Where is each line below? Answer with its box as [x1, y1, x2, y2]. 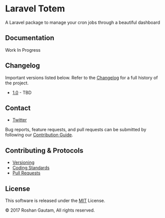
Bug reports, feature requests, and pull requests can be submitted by [5, 127, 147, 133]
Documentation [5, 34, 55, 42]
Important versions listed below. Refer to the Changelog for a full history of [5, 74, 158, 80]
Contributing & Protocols [5, 146, 83, 154]
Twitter [12, 117, 27, 123]
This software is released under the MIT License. [5, 198, 105, 204]
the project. [5, 80, 29, 86]
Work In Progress [5, 47, 41, 53]
